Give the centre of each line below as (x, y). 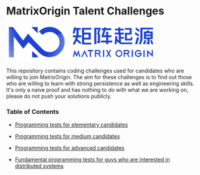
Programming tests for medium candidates (67, 136)
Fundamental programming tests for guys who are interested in (92, 159)
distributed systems (39, 165)
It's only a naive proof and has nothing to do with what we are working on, (97, 90)
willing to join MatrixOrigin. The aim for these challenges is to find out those (99, 77)
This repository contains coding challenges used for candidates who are (95, 71)
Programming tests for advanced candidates (70, 147)
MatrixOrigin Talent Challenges (85, 11)
